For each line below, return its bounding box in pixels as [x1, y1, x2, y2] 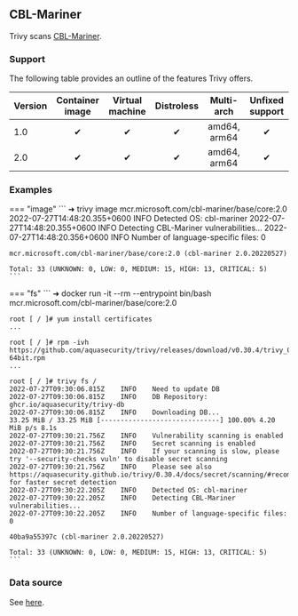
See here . [9, 596, 44, 607]
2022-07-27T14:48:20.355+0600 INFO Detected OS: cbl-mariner [9, 213, 248, 224]
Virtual [112, 94, 143, 107]
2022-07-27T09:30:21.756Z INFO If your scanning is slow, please [9, 447, 279, 456]
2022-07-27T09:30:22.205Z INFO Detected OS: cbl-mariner [9, 486, 248, 495]
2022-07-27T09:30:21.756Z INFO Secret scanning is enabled [9, 439, 255, 448]
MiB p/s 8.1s [9, 424, 58, 433]
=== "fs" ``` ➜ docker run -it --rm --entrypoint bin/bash [9, 288, 212, 299]
